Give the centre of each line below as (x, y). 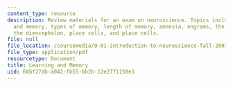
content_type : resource (42, 14)
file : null (23, 40)
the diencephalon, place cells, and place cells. (86, 33)
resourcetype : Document (42, 59)
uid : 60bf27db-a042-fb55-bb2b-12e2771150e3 (71, 71)
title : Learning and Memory (48, 65)
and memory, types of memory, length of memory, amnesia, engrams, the (119, 26)
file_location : (29, 46)
